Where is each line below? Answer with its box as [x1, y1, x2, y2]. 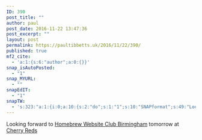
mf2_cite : [6, 53, 31, 59]
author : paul [6, 20, 39, 26]
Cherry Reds [6, 127, 38, 134]
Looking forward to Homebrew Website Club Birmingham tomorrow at [6, 120, 179, 127]
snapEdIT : [6, 87, 31, 93]
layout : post [6, 37, 39, 43]
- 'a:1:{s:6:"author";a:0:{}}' [11, 59, 90, 65]
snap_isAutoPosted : [6, 64, 55, 71]
